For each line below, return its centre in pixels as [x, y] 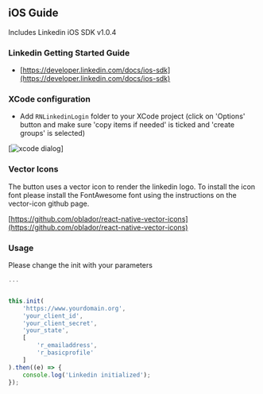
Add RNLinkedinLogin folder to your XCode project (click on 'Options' [132, 116]
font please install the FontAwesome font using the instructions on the [122, 195]
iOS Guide [33, 13]
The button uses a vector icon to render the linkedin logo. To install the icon [132, 187]
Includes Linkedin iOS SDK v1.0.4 [62, 32]
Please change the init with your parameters [81, 265]
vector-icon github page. [49, 203]
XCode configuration [50, 99]
